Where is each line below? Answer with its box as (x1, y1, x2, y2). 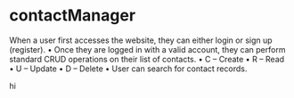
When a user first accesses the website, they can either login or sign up (9, 35, 274, 45)
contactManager (9, 5, 136, 26)
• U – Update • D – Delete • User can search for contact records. (9, 63, 248, 74)
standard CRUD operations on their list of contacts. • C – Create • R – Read (9, 53, 285, 64)
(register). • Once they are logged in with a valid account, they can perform (9, 44, 286, 54)
